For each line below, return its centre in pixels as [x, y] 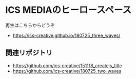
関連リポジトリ [29, 53]
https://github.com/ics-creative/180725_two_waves [67, 71]
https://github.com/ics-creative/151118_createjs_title [67, 65]
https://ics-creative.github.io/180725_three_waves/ [66, 35]
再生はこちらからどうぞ [30, 25]
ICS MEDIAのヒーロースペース [69, 10]
